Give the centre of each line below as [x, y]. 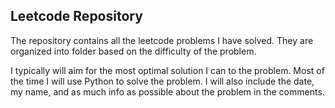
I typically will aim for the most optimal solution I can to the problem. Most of [167, 70]
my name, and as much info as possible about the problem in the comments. [167, 91]
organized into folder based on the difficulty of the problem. [133, 51]
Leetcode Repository [76, 16]
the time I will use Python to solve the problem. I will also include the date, [162, 81]
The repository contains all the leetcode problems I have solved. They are [162, 40]
